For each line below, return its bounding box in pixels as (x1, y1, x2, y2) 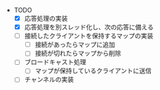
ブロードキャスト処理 (24, 58, 86, 66)
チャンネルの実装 (24, 75, 74, 84)
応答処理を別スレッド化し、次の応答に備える (24, 23, 154, 31)
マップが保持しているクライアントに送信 (34, 66, 152, 75)
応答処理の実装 (24, 14, 68, 22)
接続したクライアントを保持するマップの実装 (24, 31, 154, 40)
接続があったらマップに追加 (34, 40, 116, 49)
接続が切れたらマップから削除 (34, 49, 121, 58)
